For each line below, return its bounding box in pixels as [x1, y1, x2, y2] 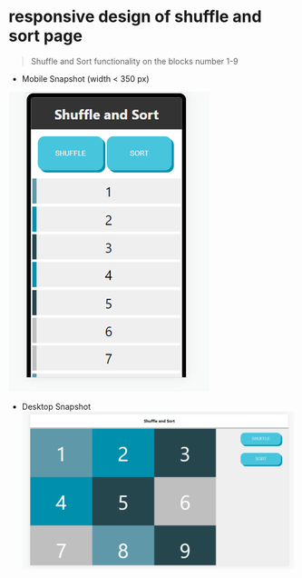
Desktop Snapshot [21, 401, 92, 412]
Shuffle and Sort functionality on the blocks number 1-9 [30, 55, 239, 66]
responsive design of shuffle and [8, 6, 262, 27]
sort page [8, 25, 83, 46]
